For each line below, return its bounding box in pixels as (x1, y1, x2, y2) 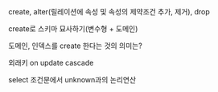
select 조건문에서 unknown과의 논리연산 (8, 75, 137, 84)
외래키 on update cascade (8, 58, 94, 67)
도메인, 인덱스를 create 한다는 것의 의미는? (8, 41, 142, 50)
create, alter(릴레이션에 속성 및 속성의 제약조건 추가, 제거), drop (8, 7, 211, 16)
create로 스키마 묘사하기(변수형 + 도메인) (8, 24, 138, 34)
